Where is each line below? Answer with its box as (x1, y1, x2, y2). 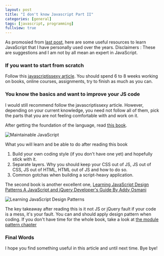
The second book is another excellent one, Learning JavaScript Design (5, 181, 149, 187)
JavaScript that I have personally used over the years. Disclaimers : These (5, 44, 156, 50)
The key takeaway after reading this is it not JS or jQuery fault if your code (5, 206, 156, 212)
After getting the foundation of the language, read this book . (5, 122, 127, 128)
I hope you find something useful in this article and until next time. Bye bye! (5, 245, 158, 251)
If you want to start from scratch (5, 62, 84, 69)
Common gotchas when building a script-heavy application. (12, 171, 134, 178)
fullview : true (5, 26, 36, 31)
